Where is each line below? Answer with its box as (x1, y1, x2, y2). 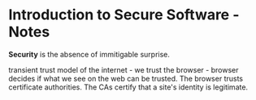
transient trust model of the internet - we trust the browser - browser (8, 65, 239, 74)
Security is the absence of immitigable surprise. (8, 49, 171, 59)
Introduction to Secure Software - (8, 6, 240, 24)
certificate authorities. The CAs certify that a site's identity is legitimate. (8, 82, 249, 92)
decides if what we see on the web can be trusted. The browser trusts (8, 73, 244, 83)
